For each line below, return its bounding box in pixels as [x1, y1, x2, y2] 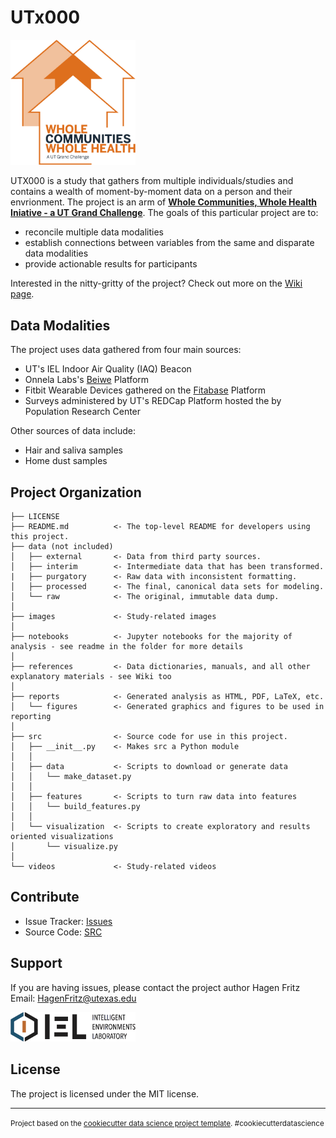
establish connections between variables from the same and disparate [24, 237, 315, 249]
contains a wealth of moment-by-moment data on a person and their [10, 186, 293, 198]
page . [10, 288, 35, 300]
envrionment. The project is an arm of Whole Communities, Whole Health [10, 196, 318, 208]
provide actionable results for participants [24, 258, 198, 270]
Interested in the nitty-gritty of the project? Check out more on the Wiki [10, 277, 303, 290]
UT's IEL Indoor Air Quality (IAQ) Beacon [24, 363, 192, 375]
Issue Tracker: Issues [24, 915, 113, 927]
